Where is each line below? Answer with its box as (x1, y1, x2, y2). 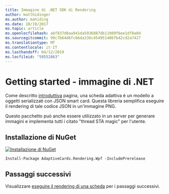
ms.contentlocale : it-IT (5, 45, 58, 50)
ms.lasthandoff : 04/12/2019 (5, 49, 65, 54)
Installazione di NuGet (5, 133, 77, 142)
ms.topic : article (5, 26, 44, 31)
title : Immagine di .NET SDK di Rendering (5, 7, 96, 13)
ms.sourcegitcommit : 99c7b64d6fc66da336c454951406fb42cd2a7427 (5, 36, 141, 41)
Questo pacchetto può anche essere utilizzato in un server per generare (5, 113, 155, 119)
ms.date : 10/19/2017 (5, 21, 49, 27)
